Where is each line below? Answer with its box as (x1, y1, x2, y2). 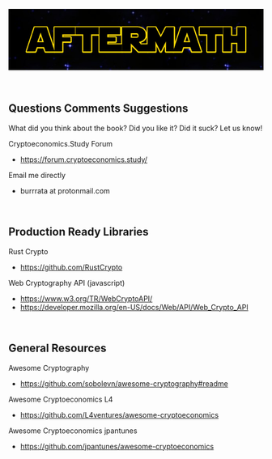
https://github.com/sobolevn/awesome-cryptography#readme (19, 378, 228, 389)
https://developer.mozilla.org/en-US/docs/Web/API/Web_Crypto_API (19, 302, 249, 312)
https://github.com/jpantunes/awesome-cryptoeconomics (19, 441, 215, 451)
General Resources (8, 342, 107, 355)
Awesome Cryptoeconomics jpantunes (8, 426, 138, 436)
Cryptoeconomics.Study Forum (8, 138, 113, 148)
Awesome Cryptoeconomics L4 (8, 394, 113, 404)
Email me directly (8, 170, 66, 180)
